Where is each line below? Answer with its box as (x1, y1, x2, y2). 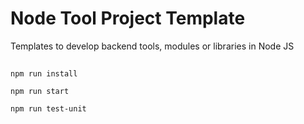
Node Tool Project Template (10, 7, 246, 30)
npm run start (10, 87, 70, 97)
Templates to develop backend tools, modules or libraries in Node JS (10, 40, 295, 52)
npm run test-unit (10, 104, 87, 114)
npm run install (10, 69, 78, 79)
